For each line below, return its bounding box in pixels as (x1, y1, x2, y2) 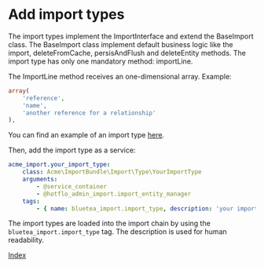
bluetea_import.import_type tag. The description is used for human (8, 227, 228, 236)
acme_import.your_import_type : (8, 161, 111, 169)
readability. (8, 236, 45, 245)
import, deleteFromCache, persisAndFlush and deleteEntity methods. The (8, 48, 246, 57)
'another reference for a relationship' (22, 108, 156, 117)
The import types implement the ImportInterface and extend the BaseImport (8, 31, 254, 41)
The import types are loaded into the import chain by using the (8, 218, 211, 229)
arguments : (22, 175, 58, 184)
